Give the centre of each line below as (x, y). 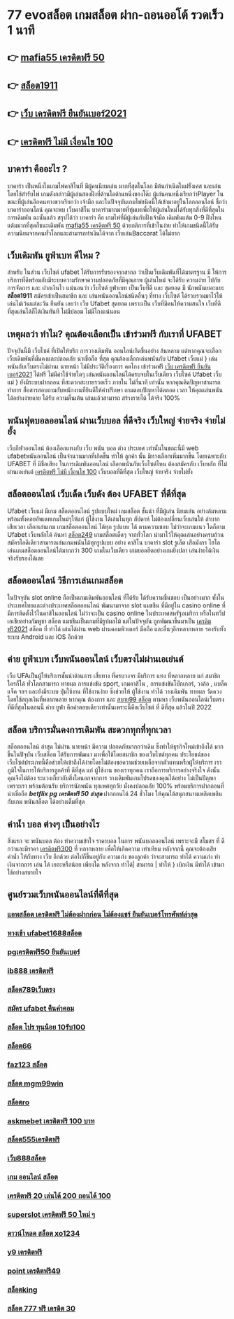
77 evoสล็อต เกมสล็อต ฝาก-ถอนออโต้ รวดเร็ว (115, 15)
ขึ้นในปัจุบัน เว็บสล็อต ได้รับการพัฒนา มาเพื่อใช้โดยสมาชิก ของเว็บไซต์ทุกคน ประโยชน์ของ (108, 754)
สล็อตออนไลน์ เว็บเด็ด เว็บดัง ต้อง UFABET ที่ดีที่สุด (97, 494)
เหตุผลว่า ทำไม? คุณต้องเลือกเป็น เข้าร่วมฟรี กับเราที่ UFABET (115, 334)
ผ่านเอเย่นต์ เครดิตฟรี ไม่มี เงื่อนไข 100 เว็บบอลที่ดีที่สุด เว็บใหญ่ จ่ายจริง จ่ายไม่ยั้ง (100, 471)
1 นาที (21, 30)
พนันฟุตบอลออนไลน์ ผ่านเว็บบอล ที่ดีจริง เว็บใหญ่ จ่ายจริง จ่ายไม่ (116, 420)
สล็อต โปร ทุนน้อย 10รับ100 (46, 1027)
